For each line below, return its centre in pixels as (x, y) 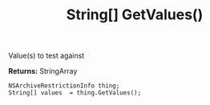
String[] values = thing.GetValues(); (75, 93)
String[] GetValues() (135, 15)
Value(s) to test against (46, 56)
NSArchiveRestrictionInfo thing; (64, 86)
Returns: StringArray (43, 71)
